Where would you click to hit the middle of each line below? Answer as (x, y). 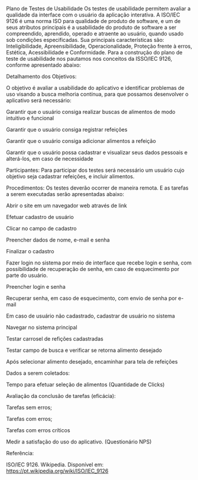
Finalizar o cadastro (30, 251)
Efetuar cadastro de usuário (40, 217)
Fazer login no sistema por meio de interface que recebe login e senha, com (99, 263)
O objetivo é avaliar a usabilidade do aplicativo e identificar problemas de (95, 88)
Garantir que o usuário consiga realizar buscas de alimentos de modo (91, 112)
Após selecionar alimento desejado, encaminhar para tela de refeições (92, 362)
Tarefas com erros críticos (38, 430)
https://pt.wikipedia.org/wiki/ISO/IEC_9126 (57, 471)
